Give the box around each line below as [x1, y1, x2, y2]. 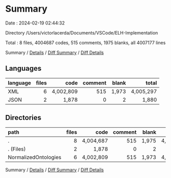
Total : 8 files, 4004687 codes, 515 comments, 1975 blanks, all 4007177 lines [5, 39, 166, 46]
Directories [5, 113, 42, 122]
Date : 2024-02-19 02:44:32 [5, 20, 65, 26]
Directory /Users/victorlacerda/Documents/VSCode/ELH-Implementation [5, 29, 158, 36]
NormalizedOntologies [8, 154, 62, 161]
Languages [5, 64, 42, 73]
